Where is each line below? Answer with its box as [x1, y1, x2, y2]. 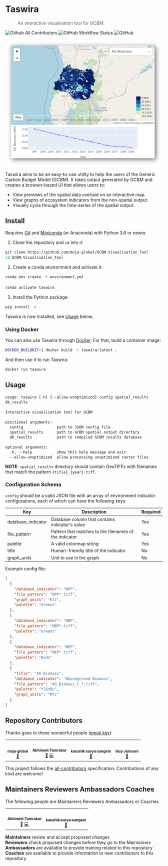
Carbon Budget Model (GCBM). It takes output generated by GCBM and [5, 176, 152, 182]
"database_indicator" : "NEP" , [14, 644, 77, 649]
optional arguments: [5, 444, 48, 449]
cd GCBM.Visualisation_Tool [5, 255, 64, 260]
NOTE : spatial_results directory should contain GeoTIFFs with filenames [5, 463, 157, 469]
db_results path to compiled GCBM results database [9, 434, 142, 439]
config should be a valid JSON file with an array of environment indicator [5, 492, 156, 498]
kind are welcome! [5, 770, 43, 776]
